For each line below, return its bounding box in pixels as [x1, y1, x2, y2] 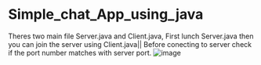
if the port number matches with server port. [8, 48, 152, 57]
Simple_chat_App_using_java [8, 5, 204, 23]
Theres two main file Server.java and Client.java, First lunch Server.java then [8, 31, 254, 41]
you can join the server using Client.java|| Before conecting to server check [8, 39, 252, 49]
